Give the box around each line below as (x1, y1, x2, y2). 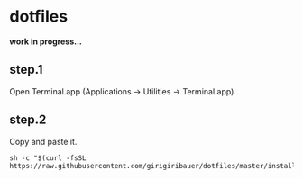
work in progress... (9, 36, 83, 47)
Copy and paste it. (9, 136, 78, 147)
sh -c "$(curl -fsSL (9, 153, 87, 163)
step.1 (9, 62, 43, 77)
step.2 (9, 112, 47, 128)
